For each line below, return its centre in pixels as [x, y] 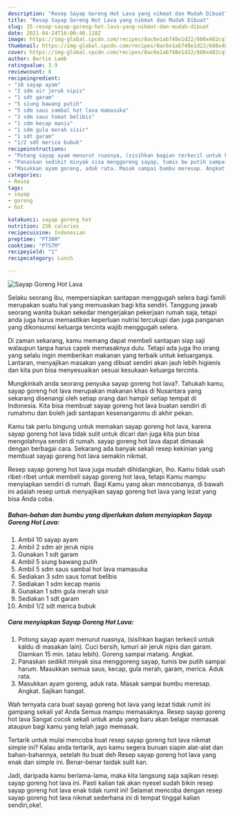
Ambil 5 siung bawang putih [57, 561]
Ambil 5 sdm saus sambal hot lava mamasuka [83, 569]
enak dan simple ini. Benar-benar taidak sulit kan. [78, 762]
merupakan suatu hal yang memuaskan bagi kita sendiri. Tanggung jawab [113, 305]
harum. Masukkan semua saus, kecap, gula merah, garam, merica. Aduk [121, 669]
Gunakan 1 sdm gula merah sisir [63, 591]
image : [17, 40]
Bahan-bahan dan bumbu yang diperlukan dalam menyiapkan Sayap [110, 515]
